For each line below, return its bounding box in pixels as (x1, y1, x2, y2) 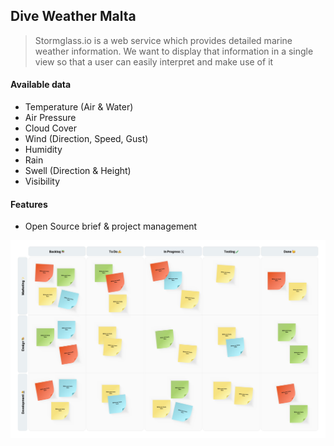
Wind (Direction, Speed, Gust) (24, 133, 149, 145)
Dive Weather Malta (10, 8, 137, 25)
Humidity (24, 144, 63, 156)
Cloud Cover (24, 122, 77, 134)
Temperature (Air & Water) (24, 101, 134, 113)
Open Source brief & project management (24, 220, 198, 233)
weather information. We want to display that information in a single (34, 45, 314, 57)
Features (10, 198, 48, 210)
